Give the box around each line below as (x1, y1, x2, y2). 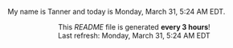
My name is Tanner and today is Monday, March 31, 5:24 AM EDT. (7, 7, 226, 16)
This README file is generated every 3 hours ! (58, 22, 211, 31)
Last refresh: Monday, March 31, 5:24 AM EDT (58, 31, 211, 40)
